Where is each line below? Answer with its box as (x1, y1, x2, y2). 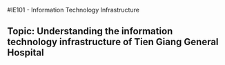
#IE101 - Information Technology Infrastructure (7, 6, 140, 14)
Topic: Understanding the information (7, 25, 173, 37)
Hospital (7, 47, 44, 59)
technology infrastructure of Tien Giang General (7, 36, 219, 48)
